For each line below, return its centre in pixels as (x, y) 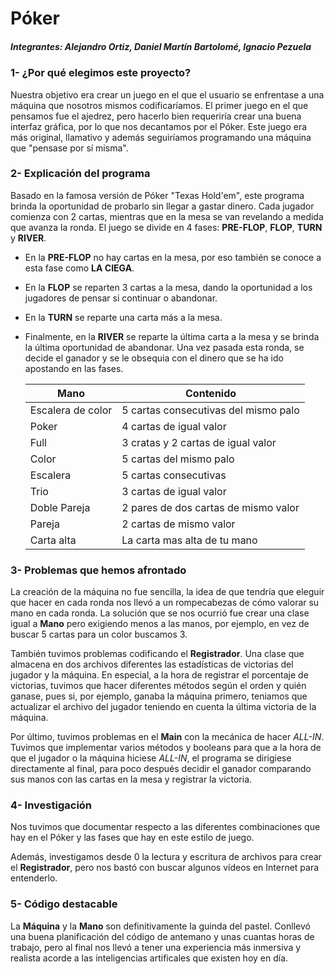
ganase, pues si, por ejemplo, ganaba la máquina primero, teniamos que (159, 696)
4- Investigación (51, 805)
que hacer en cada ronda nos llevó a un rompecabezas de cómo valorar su (165, 603)
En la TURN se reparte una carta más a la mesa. (123, 317)
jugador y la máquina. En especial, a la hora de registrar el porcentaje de (159, 675)
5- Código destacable (64, 904)
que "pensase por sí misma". (69, 148)
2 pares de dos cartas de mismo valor (210, 507)
